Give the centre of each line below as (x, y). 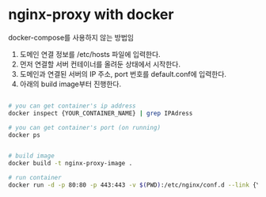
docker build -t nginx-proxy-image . (70, 164)
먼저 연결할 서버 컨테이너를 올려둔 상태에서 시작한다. (100, 64)
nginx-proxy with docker (91, 15)
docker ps (25, 135)
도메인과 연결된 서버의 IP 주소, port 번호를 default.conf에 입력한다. (123, 74)
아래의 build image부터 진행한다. (70, 84)
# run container (35, 178)
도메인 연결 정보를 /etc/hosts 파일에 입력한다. (90, 54)
